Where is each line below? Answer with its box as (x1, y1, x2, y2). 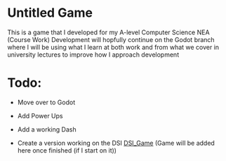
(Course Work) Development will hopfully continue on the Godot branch (7, 35, 215, 43)
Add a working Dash (17, 125, 77, 134)
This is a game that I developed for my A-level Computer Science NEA (7, 28, 210, 36)
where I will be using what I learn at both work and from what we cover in (7, 43, 220, 51)
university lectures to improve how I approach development (7, 50, 180, 59)
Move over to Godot (17, 98, 76, 106)
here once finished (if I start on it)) (17, 146, 117, 155)
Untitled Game (7, 5, 93, 21)
